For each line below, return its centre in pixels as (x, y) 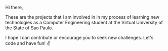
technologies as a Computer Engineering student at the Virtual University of (84, 22)
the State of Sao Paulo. (29, 28)
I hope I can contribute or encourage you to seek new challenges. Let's (79, 38)
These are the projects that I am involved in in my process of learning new (82, 17)
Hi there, (14, 7)
